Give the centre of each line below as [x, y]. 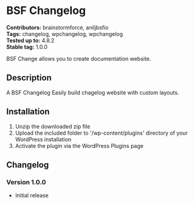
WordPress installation [43, 139]
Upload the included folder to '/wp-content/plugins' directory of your [102, 133]
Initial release [32, 195]
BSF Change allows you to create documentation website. [79, 58]
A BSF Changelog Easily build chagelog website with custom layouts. [93, 93]
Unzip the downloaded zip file [53, 126]
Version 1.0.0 [26, 182]
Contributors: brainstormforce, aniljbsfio [57, 27]
